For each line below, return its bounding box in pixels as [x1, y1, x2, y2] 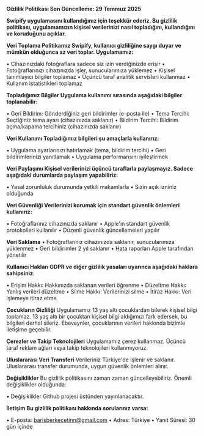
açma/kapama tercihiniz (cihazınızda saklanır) [6, 123, 122, 130]
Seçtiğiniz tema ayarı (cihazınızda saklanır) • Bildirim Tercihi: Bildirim [6, 116, 179, 124]
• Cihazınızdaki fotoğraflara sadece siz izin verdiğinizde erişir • [6, 61, 166, 67]
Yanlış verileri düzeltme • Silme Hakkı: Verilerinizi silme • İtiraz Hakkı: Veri [6, 288, 192, 295]
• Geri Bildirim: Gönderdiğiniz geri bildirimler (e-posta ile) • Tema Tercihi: [6, 110, 190, 117]
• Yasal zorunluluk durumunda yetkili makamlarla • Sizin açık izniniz [6, 183, 177, 190]
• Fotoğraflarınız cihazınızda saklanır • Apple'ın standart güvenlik [6, 220, 170, 227]
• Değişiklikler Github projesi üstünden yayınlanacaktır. [6, 393, 144, 400]
